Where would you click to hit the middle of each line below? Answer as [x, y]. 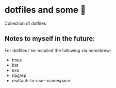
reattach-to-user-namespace [41, 80]
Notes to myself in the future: [50, 39]
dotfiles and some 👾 [45, 10]
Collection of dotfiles [25, 23]
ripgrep [19, 75]
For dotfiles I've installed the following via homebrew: [58, 50]
